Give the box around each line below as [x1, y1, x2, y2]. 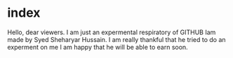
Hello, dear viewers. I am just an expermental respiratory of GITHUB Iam [7, 28, 216, 36]
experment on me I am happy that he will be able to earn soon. [7, 43, 188, 51]
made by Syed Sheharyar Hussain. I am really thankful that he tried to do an [7, 35, 226, 43]
